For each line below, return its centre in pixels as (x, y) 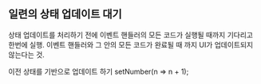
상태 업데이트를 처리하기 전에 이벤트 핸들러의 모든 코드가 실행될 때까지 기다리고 (131, 35)
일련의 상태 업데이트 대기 (65, 14)
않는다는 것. (27, 55)
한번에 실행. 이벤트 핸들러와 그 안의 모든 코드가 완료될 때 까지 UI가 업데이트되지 (131, 44)
